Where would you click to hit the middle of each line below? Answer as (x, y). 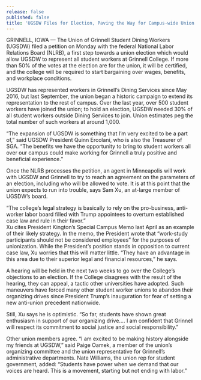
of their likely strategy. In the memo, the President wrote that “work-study (97, 234)
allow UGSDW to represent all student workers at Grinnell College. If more (97, 59)
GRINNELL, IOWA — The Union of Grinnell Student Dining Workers (88, 40)
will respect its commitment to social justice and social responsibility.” (92, 327)
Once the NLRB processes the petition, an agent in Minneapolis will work (96, 171)
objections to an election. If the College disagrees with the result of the (94, 277)
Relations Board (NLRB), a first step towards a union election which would (97, 53)
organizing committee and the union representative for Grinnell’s (86, 352)
